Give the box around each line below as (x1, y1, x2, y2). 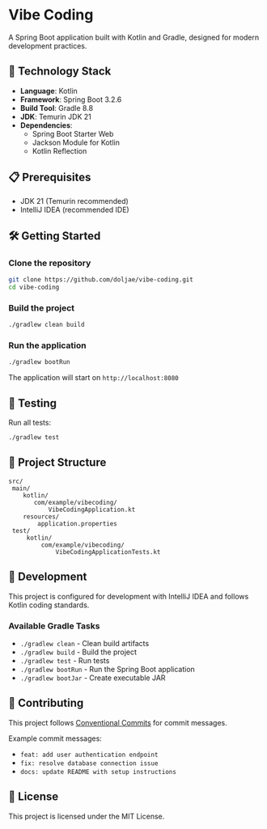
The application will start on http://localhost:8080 (8, 373, 180, 383)
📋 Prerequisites (8, 171, 91, 184)
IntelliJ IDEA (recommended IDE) (19, 205, 129, 214)
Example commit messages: (8, 734, 103, 743)
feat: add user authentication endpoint (19, 751, 159, 759)
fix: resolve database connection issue (19, 759, 159, 768)
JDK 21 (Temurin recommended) (19, 196, 129, 205)
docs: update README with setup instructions (19, 768, 176, 776)
